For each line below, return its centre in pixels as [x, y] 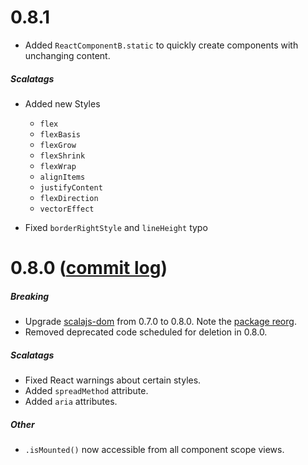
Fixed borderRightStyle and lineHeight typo [116, 227]
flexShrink [62, 156]
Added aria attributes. [71, 402]
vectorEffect [67, 209]
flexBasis [60, 134]
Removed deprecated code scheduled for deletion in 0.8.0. [146, 332]
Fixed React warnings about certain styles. [113, 380]
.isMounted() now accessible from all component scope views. [154, 449]
